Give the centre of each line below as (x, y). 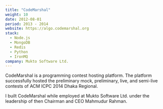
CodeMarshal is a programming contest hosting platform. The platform (79, 75)
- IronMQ (19, 57)
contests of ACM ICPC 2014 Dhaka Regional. (52, 86)
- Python (19, 52)
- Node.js (20, 38)
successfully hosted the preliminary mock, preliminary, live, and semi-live (82, 81)
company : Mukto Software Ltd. (37, 61)
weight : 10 (17, 15)
